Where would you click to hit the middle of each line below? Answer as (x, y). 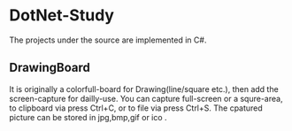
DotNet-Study (62, 15)
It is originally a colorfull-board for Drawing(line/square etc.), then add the (144, 89)
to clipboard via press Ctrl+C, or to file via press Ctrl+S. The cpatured (136, 108)
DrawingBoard (50, 68)
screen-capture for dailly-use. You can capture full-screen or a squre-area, (146, 98)
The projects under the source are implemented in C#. (108, 40)
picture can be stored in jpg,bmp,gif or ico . (88, 117)
